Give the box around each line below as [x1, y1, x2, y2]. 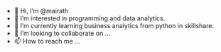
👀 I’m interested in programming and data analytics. [14, 14, 166, 22]
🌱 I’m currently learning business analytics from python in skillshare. [14, 22, 215, 30]
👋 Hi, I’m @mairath [14, 7, 69, 15]
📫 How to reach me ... [14, 37, 80, 45]
